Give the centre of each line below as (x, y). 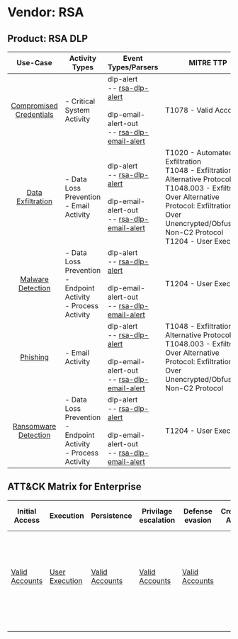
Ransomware (35, 426)
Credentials (34, 114)
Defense (198, 511)
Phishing (35, 357)
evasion (198, 520)
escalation (157, 520)
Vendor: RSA (46, 12)
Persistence (112, 516)
